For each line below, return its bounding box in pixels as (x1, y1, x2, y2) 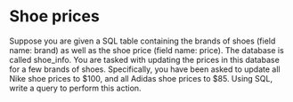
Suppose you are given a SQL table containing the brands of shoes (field (9, 35, 276, 46)
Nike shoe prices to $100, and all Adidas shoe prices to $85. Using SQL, (9, 73, 273, 83)
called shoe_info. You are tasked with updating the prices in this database (9, 54, 281, 65)
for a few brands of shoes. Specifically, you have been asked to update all (9, 64, 281, 75)
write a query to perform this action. (9, 82, 142, 93)
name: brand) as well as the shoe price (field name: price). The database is (9, 44, 285, 55)
